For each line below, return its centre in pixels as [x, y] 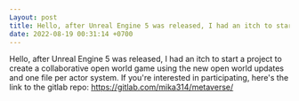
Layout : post [33, 17]
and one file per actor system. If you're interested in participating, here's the [149, 78]
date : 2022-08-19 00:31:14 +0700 [71, 34]
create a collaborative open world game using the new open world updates [147, 68]
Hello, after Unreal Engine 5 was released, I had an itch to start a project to [145, 59]
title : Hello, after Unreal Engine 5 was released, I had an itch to [141, 26]
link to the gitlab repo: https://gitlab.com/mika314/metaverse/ [121, 87]
